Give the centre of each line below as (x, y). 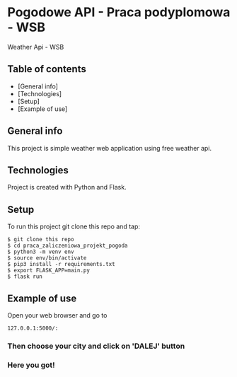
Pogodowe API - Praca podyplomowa (119, 12)
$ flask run (25, 277)
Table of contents (47, 69)
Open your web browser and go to (57, 315)
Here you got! (31, 365)
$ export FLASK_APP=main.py (49, 271)
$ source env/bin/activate (47, 258)
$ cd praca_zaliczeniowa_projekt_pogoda (68, 246)
